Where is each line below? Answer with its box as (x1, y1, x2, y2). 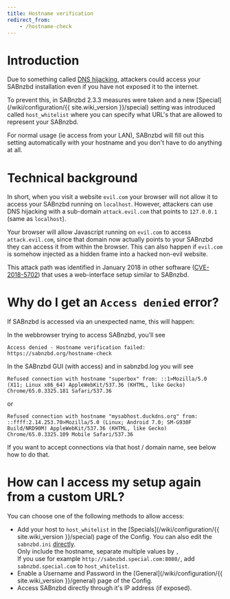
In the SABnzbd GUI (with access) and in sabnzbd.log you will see (7, 362, 194, 370)
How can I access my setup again (7, 474, 201, 490)
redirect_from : (7, 17, 51, 23)
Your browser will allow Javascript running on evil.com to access (7, 228, 192, 236)
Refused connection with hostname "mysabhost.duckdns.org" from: (7, 413, 198, 420)
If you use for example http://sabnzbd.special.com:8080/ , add (16, 555, 195, 563)
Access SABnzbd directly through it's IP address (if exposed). (16, 584, 192, 592)
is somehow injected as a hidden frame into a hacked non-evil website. (7, 250, 208, 258)
